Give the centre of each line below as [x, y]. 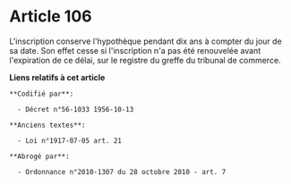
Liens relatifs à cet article [57, 77]
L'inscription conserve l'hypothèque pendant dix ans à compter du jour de [145, 41]
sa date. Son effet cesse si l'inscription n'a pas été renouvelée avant [135, 50]
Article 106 [51, 17]
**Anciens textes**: [48, 125]
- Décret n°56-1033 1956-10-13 [76, 109]
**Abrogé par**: [39, 156]
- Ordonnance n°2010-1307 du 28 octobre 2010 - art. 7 [122, 171]
